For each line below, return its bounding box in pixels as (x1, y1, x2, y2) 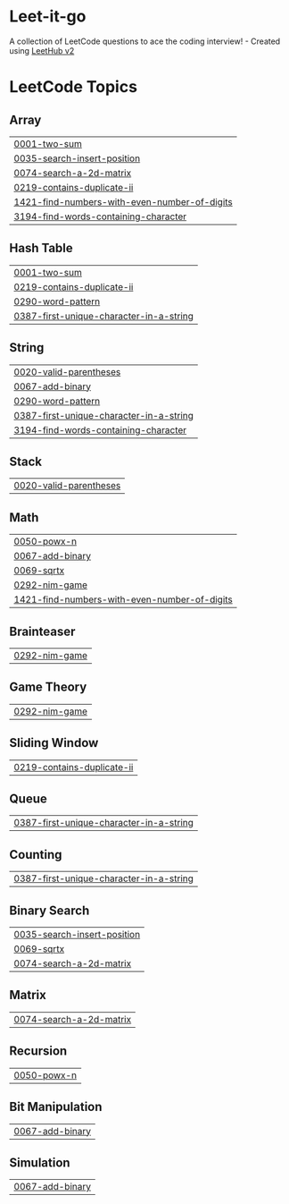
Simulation (9, 1155, 70, 1170)
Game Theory (9, 680, 87, 695)
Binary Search (9, 903, 90, 918)
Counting (9, 847, 62, 862)
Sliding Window (9, 735, 99, 750)
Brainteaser (9, 623, 76, 639)
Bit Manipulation (9, 1099, 103, 1115)
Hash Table (9, 241, 73, 256)
